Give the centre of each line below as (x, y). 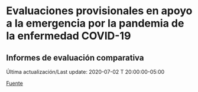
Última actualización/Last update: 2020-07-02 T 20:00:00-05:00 (85, 72)
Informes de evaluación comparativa (75, 57)
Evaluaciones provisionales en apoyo (99, 11)
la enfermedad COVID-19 (69, 36)
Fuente (15, 83)
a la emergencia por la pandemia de (95, 23)
